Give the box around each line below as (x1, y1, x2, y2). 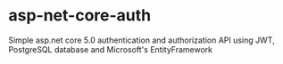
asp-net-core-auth (8, 5, 152, 26)
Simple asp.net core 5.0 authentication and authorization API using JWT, (8, 35, 275, 45)
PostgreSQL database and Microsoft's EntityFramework (8, 44, 213, 54)
